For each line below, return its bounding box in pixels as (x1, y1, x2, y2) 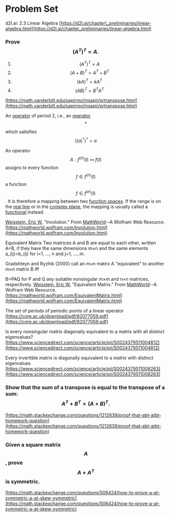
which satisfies (5, 129, 37, 135)
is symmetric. (5, 478, 40, 485)
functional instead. (5, 209, 44, 215)
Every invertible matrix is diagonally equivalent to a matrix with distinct (5, 355, 154, 361)
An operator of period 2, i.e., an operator (5, 113, 91, 119)
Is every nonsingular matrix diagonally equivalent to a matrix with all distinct (5, 328, 165, 335)
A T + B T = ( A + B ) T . (61, 399, 110, 407)
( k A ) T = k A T (77, 78, 103, 85)
